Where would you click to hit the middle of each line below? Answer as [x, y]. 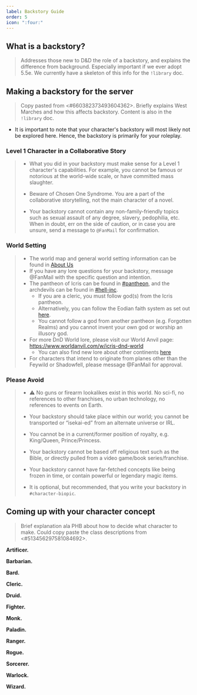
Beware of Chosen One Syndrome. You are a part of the [97, 194]
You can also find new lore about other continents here [105, 352]
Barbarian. [19, 561]
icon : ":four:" [25, 22]
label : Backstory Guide [35, 11]
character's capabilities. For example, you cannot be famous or [106, 170]
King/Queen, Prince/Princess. [65, 440]
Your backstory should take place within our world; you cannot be [109, 416]
